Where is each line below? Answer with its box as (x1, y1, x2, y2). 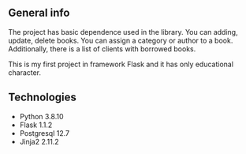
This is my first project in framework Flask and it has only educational (8, 59, 234, 69)
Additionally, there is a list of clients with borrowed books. (8, 43, 196, 54)
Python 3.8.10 (19, 111, 65, 121)
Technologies (8, 91, 77, 104)
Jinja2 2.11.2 (19, 137, 59, 146)
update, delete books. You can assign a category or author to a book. (8, 36, 233, 45)
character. (8, 67, 42, 77)
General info (8, 6, 70, 20)
